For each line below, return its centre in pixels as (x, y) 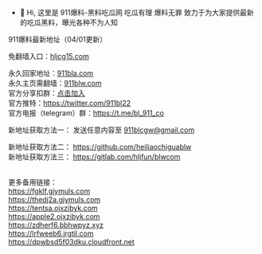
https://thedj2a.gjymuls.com (55, 199)
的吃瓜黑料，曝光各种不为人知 (68, 22)
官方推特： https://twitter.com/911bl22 (70, 103)
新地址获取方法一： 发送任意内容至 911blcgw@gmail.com (102, 130)
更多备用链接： (33, 182)
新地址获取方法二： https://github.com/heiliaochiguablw (100, 147)
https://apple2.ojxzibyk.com (54, 217)
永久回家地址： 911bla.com (51, 73)
